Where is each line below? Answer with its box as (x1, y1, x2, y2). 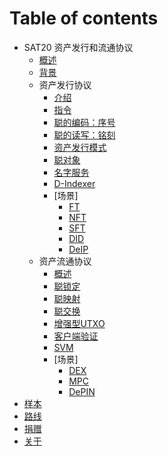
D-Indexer (53, 177, 96, 189)
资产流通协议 (38, 255, 92, 267)
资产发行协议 (38, 78, 92, 91)
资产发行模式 (53, 141, 107, 153)
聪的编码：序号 (53, 116, 116, 128)
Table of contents (9, 7, 159, 30)
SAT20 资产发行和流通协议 (23, 41, 134, 53)
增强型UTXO (53, 317, 106, 329)
